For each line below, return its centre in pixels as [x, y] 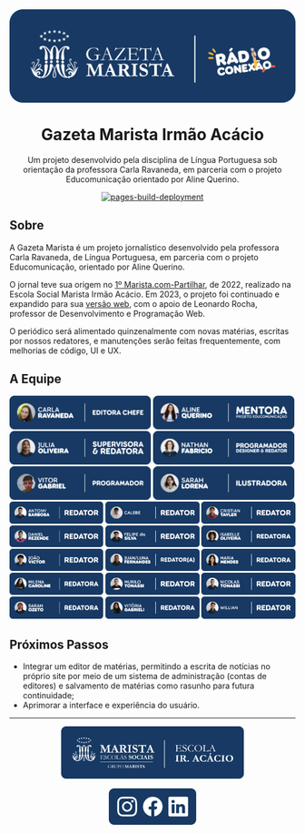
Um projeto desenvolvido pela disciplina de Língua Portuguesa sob [152, 159]
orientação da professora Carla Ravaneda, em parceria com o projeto [152, 169]
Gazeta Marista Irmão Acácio [152, 135]
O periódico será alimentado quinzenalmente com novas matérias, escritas [149, 331]
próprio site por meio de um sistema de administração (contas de [145, 676]
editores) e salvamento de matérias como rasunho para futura [138, 686]
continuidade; [48, 696]
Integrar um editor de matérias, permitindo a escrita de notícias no [146, 666]
